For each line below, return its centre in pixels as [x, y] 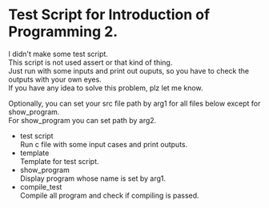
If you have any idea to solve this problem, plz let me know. [106, 88]
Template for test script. [59, 161]
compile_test [41, 186]
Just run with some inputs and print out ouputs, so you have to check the [129, 70]
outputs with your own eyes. [55, 79]
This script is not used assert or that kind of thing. [90, 62]
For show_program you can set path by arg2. [82, 120]
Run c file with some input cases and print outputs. [104, 144]
